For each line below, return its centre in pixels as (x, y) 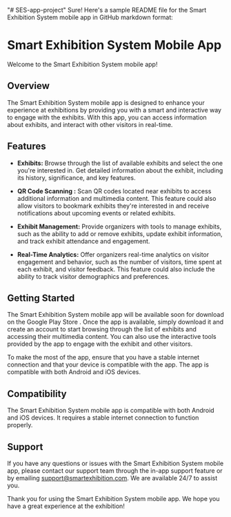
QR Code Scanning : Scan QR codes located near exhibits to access (114, 191)
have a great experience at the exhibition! (66, 506)
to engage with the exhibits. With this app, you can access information (107, 117)
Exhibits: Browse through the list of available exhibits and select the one (120, 163)
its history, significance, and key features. (76, 177)
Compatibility (37, 394)
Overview (29, 86)
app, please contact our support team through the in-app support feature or (115, 471)
